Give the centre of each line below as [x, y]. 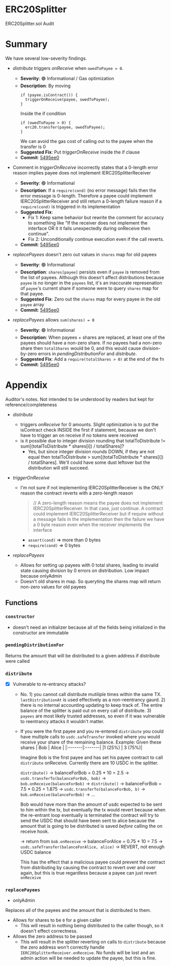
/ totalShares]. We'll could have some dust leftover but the [89, 462]
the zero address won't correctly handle [62, 947]
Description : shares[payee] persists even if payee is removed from [90, 272]
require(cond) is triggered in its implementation [70, 206]
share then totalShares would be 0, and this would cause [81, 348]
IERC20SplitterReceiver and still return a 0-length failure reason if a [91, 201]
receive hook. [35, 832]
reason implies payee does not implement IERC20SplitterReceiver [82, 172]
